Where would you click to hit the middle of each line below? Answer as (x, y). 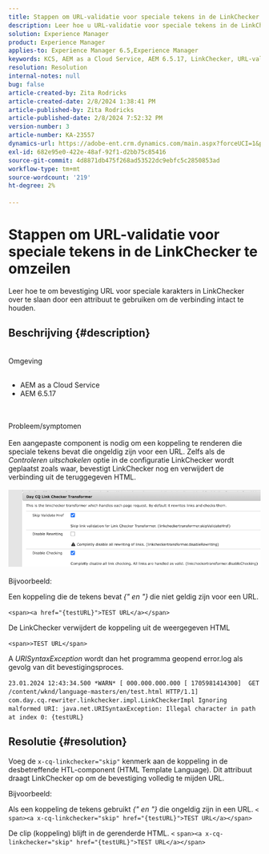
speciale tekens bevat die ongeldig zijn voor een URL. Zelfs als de (117, 451)
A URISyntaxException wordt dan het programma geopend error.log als (126, 658)
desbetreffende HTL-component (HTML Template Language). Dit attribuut (130, 769)
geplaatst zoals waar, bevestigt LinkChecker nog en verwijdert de (116, 468)
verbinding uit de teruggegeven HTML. (72, 477)
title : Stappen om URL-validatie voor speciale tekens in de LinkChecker (134, 17)
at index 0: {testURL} (46, 717)
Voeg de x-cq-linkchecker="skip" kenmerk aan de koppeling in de (118, 761)
